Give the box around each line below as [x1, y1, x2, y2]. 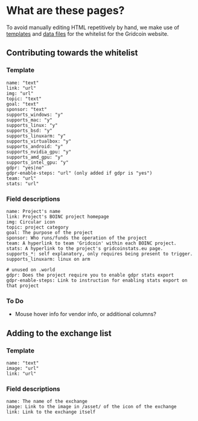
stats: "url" [6, 180, 39, 187]
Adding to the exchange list [6, 328, 112, 338]
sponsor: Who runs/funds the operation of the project [6, 235, 147, 241]
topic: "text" [6, 95, 42, 102]
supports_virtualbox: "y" [6, 138, 71, 144]
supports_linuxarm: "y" [6, 133, 66, 139]
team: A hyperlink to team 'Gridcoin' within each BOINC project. [6, 240, 177, 246]
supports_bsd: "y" [6, 127, 53, 133]
